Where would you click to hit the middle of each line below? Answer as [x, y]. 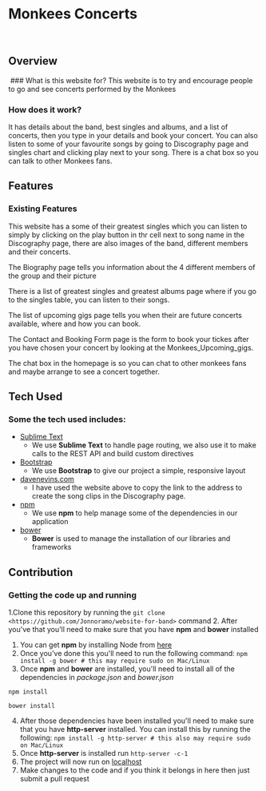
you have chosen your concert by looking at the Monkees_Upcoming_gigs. [131, 348]
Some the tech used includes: [67, 419]
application [50, 522]
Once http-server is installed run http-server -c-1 [104, 753]
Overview [33, 61]
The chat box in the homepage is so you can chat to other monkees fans [127, 363]
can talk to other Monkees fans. [60, 161]
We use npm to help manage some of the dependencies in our [135, 513]
